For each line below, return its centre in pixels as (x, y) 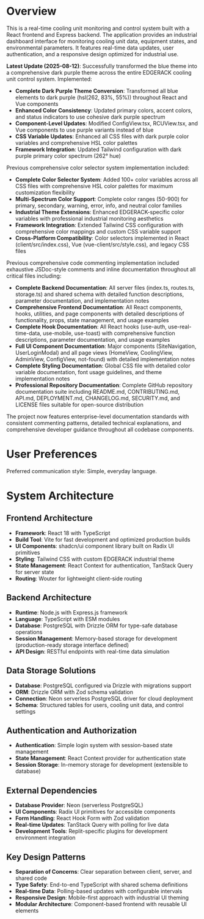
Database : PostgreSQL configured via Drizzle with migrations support (103, 685)
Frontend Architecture (49, 518)
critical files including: (34, 276)
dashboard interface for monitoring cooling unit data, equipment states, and (102, 41)
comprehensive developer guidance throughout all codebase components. (100, 429)
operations (29, 632)
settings (25, 711)
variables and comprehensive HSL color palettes (76, 142)
